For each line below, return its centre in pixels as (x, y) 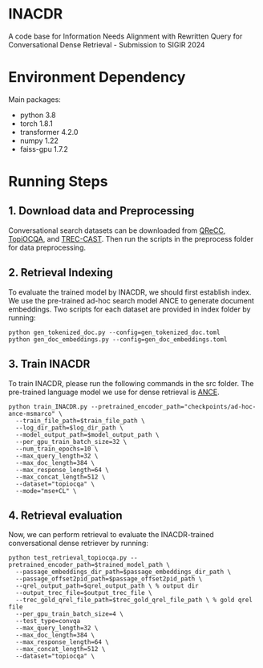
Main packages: (35, 99)
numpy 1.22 (39, 141)
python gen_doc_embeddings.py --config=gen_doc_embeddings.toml (118, 339)
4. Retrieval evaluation (65, 515)
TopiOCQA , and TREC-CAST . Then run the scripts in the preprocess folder (131, 238)
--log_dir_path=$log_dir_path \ (70, 428)
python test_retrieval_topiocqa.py (68, 558)
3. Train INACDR (49, 364)
